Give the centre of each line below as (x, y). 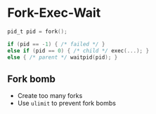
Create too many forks (50, 96)
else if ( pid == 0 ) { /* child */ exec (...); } (78, 50)
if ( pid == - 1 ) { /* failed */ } (56, 44)
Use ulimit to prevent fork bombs (66, 104)
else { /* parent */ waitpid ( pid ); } (63, 57)
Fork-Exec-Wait (54, 13)
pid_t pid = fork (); (38, 31)
